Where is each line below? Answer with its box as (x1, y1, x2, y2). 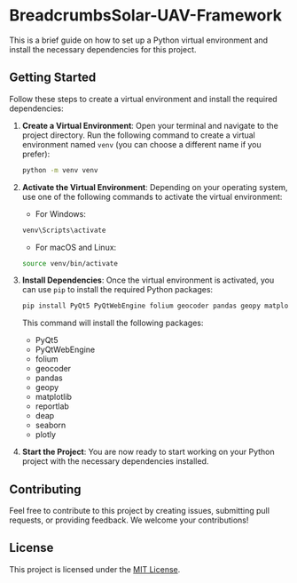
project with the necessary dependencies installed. (21, 456, 209, 467)
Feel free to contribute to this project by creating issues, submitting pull (9, 506, 270, 516)
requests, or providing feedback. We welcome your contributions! (9, 515, 249, 525)
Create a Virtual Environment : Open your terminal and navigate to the (21, 120, 279, 131)
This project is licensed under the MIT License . (9, 563, 181, 574)
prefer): (21, 148, 51, 159)
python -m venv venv (21, 165, 98, 174)
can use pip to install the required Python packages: (21, 284, 214, 295)
